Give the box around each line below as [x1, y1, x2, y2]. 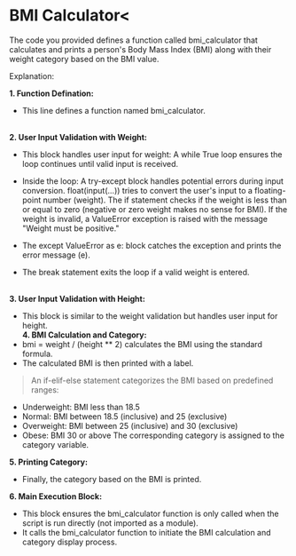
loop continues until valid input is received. [21, 158, 179, 169]
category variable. [21, 439, 90, 449]
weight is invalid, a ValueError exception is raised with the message [21, 213, 269, 224]
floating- [253, 185, 286, 195]
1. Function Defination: [9, 88, 95, 99]
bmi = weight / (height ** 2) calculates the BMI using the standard [21, 338, 263, 349]
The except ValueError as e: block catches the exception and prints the [21, 240, 282, 250]
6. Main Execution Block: [9, 490, 103, 502]
